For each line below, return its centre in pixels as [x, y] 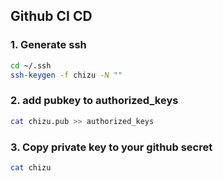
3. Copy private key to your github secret [111, 147]
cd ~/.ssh [31, 65]
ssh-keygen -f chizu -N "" [66, 75]
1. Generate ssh [48, 45]
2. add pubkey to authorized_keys [94, 101]
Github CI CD [51, 16]
